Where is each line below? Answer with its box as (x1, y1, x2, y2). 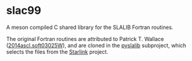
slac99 (6, 4, 42, 18)
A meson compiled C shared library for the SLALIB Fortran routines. (6, 24, 173, 31)
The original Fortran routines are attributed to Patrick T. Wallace (6, 35, 164, 42)
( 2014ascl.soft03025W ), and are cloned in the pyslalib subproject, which (6, 42, 187, 49)
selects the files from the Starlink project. (6, 48, 108, 55)
